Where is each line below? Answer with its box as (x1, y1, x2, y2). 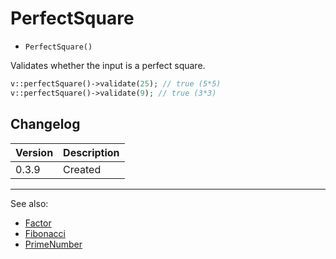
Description (63, 145, 120, 159)
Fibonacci (24, 227, 66, 239)
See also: (10, 197, 49, 209)
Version (15, 145, 54, 159)
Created (63, 162, 102, 176)
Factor (24, 217, 52, 229)
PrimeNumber (24, 238, 83, 250)
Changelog (10, 116, 81, 133)
